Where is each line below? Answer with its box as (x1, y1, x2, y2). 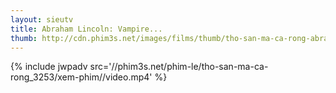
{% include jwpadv (10, 61, 88, 73)
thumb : (10, 33, 38, 43)
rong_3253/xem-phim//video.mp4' (10, 71, 153, 83)
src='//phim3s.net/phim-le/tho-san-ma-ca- (89, 61, 269, 73)
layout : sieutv (10, 14, 74, 25)
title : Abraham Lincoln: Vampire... (10, 24, 163, 34)
